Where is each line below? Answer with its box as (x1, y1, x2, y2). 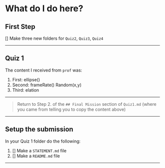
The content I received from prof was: (5, 67, 82, 73)
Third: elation (12, 87, 39, 93)
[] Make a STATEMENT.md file (12, 147, 67, 153)
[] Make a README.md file (12, 153, 60, 159)
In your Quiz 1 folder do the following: (5, 138, 81, 144)
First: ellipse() (12, 76, 40, 82)
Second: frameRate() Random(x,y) (12, 82, 82, 88)
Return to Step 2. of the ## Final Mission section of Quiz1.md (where (17, 101, 157, 107)
